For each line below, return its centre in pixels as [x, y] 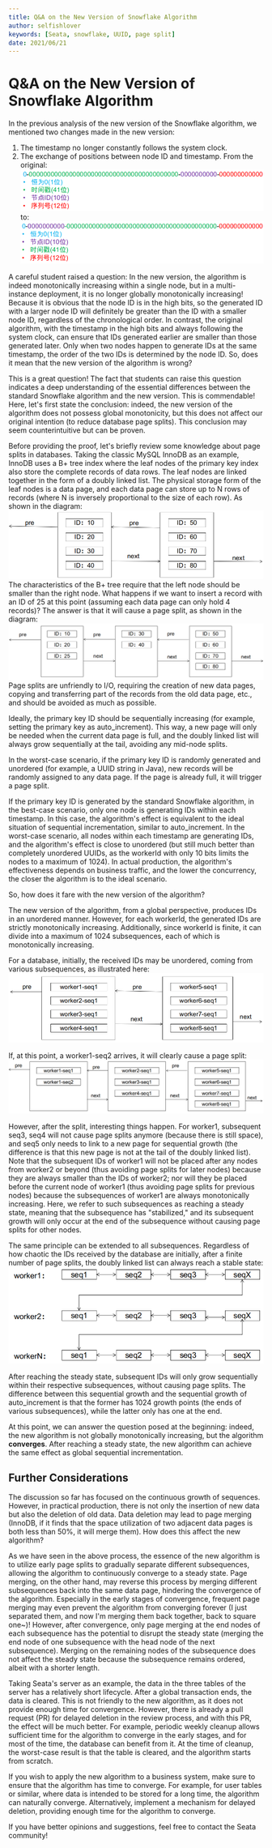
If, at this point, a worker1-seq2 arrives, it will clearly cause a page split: [127, 1056]
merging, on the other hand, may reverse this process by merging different [133, 1582]
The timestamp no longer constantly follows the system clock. [124, 148]
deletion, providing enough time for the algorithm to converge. [112, 1812]
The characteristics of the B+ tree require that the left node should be [124, 584]
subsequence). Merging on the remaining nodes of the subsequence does [132, 1651]
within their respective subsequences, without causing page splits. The [127, 1385]
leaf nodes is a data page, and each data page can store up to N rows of [129, 489]
